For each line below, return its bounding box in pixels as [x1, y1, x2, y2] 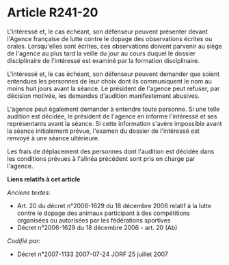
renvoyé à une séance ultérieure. [7, 134, 100, 142]
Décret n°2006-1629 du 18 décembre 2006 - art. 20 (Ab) [16, 223, 178, 231]
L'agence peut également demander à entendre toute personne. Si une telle [7, 105, 220, 113]
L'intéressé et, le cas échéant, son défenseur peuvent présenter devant [7, 27, 208, 36]
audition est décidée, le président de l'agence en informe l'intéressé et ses [7, 112, 217, 121]
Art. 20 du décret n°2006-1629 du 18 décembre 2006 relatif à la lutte [16, 201, 212, 210]
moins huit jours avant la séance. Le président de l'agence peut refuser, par [7, 84, 220, 92]
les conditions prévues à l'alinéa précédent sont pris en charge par [7, 154, 196, 162]
